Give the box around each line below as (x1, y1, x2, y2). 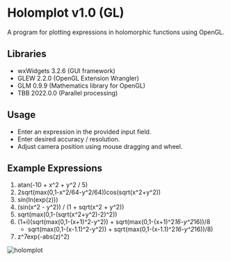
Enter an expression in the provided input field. (17, 127, 152, 136)
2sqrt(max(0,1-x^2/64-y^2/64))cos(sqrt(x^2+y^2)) (17, 188, 161, 196)
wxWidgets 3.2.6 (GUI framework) (17, 66, 116, 74)
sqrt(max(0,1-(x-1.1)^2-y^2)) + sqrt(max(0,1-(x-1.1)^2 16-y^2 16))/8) (27, 225, 214, 234)
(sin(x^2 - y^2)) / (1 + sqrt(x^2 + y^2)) (17, 203, 125, 212)
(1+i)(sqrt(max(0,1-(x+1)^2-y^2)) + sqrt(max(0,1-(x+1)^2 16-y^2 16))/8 (17, 218, 211, 226)
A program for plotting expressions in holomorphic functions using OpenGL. (7, 28, 225, 36)
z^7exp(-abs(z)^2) (17, 232, 70, 241)
